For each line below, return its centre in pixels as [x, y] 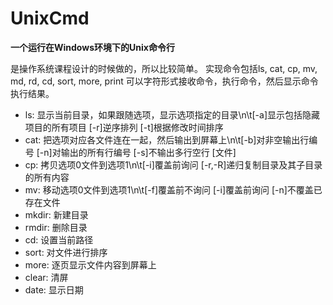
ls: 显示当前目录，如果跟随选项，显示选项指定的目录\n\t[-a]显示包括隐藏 [172, 114]
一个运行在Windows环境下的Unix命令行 [92, 47]
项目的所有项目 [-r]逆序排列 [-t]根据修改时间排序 [124, 127]
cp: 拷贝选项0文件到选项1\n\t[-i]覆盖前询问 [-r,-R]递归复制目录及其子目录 [173, 164]
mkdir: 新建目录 [56, 214]
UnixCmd [50, 18]
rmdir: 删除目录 [56, 227]
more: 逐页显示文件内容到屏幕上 [90, 264]
